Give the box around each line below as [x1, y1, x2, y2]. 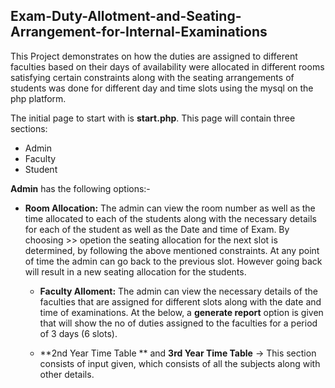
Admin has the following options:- [10, 182, 151, 194]
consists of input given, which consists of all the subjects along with [39, 357, 321, 369]
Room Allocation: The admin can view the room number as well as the [24, 202, 316, 214]
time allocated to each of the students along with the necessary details [24, 212, 317, 224]
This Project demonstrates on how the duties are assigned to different [10, 50, 298, 62]
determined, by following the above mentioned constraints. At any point [24, 244, 320, 256]
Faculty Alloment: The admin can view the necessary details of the [39, 285, 318, 297]
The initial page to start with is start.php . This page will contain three [10, 112, 296, 124]
